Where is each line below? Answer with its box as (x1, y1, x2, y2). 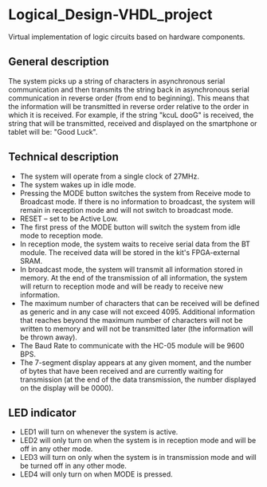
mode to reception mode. (19, 230, 104, 240)
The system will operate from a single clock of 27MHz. (19, 171, 199, 181)
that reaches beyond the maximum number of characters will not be (19, 315, 243, 324)
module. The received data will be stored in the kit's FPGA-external (19, 247, 241, 257)
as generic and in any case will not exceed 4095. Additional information (19, 307, 255, 316)
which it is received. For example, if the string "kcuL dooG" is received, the (8, 110, 254, 120)
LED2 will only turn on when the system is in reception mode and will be (19, 436, 257, 446)
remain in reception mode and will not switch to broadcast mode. (19, 205, 234, 214)
